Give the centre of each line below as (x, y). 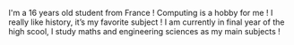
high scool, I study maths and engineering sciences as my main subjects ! (145, 31)
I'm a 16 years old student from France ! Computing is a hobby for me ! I (141, 13)
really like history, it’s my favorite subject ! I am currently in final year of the (147, 22)
